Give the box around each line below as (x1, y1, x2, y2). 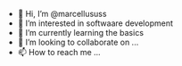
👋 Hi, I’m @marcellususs (17, 9, 107, 19)
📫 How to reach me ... (17, 47, 101, 57)
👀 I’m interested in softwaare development (17, 18, 174, 29)
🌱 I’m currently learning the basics (17, 28, 145, 37)
